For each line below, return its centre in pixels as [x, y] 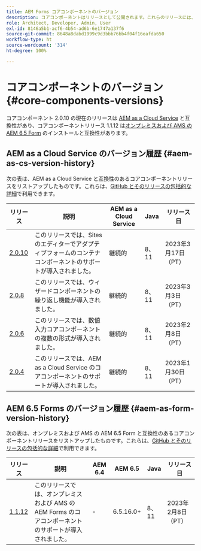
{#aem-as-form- [162, 408]
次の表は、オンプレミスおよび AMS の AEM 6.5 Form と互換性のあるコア [95, 433]
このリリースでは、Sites [69, 235]
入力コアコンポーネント [68, 329]
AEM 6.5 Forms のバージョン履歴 [68, 408]
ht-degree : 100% [26, 51]
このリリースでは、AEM [68, 358]
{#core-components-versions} [85, 100]
